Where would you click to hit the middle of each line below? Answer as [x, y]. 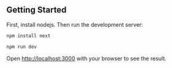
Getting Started [37, 10]
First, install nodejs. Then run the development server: [75, 24]
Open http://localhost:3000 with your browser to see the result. [87, 58]
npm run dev [21, 47]
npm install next [29, 36]
